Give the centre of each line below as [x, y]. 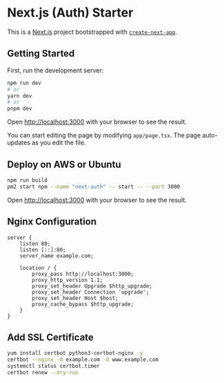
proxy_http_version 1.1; [68, 280]
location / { [38, 268]
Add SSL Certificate [51, 337]
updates [19, 142]
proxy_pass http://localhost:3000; [83, 274]
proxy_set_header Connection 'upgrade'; [91, 292]
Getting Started [41, 54]
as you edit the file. [59, 142]
